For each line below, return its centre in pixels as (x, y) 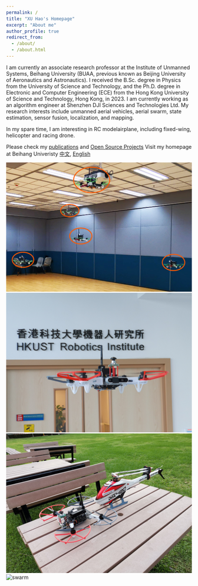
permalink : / (22, 12)
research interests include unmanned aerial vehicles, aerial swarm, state (94, 111)
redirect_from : (25, 38)
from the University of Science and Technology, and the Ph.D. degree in (93, 86)
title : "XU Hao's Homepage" (41, 19)
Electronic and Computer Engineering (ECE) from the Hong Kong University (98, 92)
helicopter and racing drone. (41, 135)
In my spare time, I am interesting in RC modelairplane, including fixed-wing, (99, 129)
